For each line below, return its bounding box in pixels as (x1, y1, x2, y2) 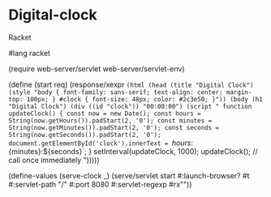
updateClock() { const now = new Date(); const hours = (8, 109, 201, 118)
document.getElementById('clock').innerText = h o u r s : (8, 138, 193, 148)
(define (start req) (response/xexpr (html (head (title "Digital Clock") (8, 79, 254, 89)
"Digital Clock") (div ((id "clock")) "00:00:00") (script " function (8, 102, 252, 110)
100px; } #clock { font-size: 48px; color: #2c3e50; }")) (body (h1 (26, 95, 264, 103)
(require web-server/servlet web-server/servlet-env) (8, 63, 185, 74)
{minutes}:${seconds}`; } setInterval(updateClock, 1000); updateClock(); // (8, 146, 258, 156)
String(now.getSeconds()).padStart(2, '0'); (8, 131, 161, 139)
